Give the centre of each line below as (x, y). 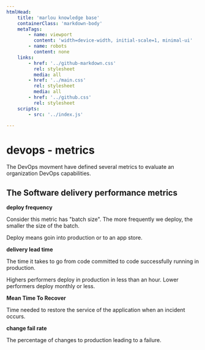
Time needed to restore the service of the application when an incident (96, 310)
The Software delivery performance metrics (92, 192)
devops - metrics (50, 150)
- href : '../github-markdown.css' (72, 63)
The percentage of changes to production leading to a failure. (84, 340)
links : (26, 58)
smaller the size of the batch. (43, 226)
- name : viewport (50, 35)
